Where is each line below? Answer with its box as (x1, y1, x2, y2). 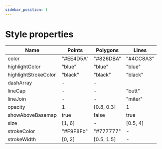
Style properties (5, 28, 74, 40)
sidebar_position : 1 (5, 7, 48, 12)
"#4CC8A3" (126, 55, 155, 62)
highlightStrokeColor (7, 71, 56, 78)
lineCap (7, 87, 26, 94)
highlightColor (7, 63, 41, 70)
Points (67, 47, 83, 54)
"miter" (126, 95, 143, 102)
